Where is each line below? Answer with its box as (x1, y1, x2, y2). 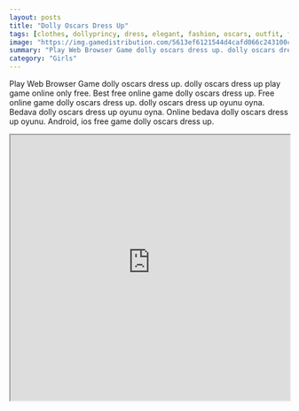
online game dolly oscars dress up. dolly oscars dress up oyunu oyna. (9, 97, 265, 107)
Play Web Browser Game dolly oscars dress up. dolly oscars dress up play (9, 79, 281, 89)
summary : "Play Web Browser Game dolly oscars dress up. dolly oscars (9, 46, 276, 55)
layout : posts (9, 12, 62, 22)
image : (9, 37, 34, 47)
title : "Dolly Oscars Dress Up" (9, 21, 129, 30)
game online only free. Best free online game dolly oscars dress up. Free (9, 88, 275, 98)
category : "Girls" (9, 54, 77, 63)
